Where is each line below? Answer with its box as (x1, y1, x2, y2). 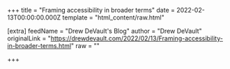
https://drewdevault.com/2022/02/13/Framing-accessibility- (50, 34, 223, 43)
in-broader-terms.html (7, 42, 72, 49)
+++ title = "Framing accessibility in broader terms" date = (7, 6, 176, 14)
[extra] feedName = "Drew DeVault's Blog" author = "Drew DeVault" (7, 27, 202, 35)
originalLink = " (7, 34, 51, 43)
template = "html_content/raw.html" (62, 13, 165, 22)
